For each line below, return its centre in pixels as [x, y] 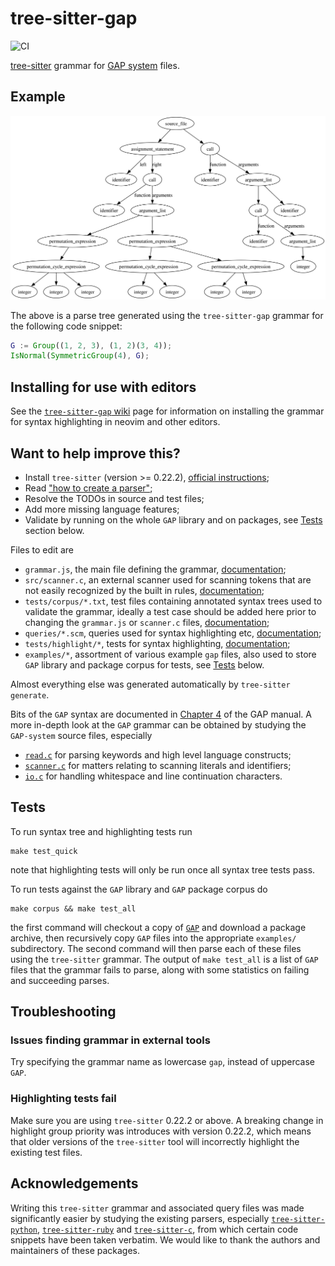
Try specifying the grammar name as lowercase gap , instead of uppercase [162, 1062]
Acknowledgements [74, 1183]
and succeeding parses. [60, 980]
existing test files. [46, 1152]
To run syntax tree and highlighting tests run [101, 831]
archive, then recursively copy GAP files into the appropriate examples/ [153, 938]
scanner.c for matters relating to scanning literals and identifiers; [158, 765]
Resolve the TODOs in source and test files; [114, 498]
